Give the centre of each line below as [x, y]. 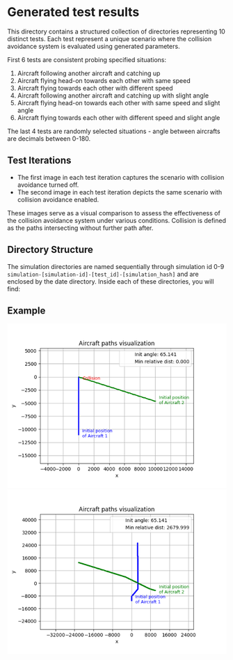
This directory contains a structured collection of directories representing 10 [116, 31]
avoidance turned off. [48, 185]
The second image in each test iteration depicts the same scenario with [120, 192]
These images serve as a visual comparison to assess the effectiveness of [114, 213]
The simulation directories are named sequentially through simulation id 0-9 [116, 266]
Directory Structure [50, 250]
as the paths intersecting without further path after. [80, 228]
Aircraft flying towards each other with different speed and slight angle [119, 117]
